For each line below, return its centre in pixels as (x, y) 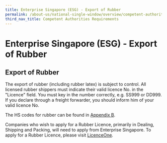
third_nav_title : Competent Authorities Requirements (62, 19)
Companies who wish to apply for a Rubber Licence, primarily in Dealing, (80, 125)
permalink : (16, 14)
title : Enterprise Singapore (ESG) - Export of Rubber (63, 10)
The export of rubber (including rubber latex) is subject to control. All (76, 84)
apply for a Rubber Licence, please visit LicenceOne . (59, 135)
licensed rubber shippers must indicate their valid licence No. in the (74, 89)
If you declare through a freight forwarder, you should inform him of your (80, 100)
